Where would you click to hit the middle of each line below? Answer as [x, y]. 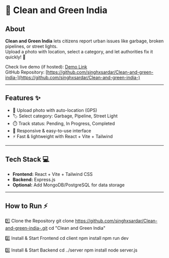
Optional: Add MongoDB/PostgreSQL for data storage [68, 185]
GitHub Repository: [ [26, 72]
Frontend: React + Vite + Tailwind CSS [53, 174]
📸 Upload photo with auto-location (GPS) [55, 110]
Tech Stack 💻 [27, 159]
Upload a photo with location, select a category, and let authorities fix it [79, 52]
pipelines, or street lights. [31, 46]
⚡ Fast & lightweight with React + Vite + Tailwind [63, 136]
